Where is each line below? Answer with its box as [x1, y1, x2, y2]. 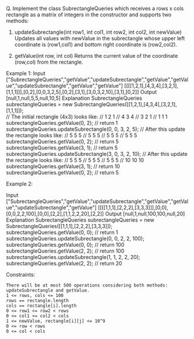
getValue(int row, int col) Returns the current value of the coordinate [14, 53, 178, 59]
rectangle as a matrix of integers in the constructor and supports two [6, 11, 172, 18]
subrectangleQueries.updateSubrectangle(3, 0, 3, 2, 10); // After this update [6, 151, 188, 157]
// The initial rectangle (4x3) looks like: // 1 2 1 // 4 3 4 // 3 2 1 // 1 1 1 [6, 113, 168, 120]
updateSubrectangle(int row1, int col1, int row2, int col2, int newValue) [14, 29, 182, 36]
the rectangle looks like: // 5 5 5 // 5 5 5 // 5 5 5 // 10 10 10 [6, 157, 144, 163]
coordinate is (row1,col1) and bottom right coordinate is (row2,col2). [14, 41, 178, 48]
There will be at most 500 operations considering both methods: [6, 282, 168, 288]
